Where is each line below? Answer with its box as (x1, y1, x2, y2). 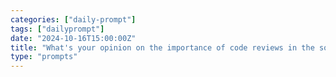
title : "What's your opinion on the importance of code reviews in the (10, 42, 315, 53)
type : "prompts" (10, 52, 78, 62)
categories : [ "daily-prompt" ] (10, 14, 137, 25)
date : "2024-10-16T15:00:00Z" (10, 33, 137, 43)
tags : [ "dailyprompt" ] (10, 24, 105, 34)
